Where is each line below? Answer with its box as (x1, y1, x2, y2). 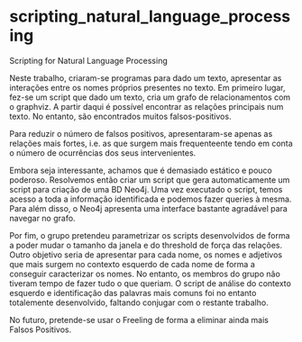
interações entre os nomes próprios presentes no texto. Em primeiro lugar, (9, 82, 286, 93)
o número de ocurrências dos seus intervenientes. (9, 147, 197, 158)
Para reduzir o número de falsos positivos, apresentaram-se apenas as (9, 128, 273, 139)
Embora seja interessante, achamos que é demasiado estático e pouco (9, 165, 272, 175)
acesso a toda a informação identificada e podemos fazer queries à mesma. (9, 193, 292, 204)
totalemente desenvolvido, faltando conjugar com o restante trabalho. (9, 297, 269, 308)
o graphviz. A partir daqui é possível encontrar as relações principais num (9, 101, 284, 112)
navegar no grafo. (9, 212, 76, 223)
